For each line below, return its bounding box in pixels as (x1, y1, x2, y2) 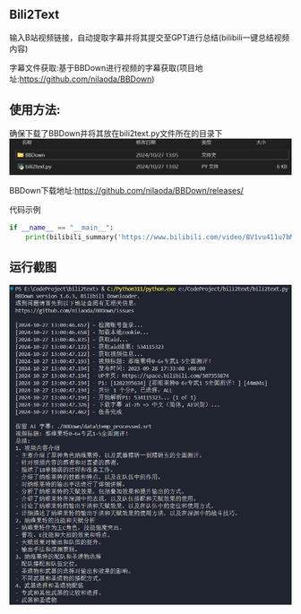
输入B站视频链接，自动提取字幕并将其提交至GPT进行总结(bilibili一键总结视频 (9, 31, 290, 43)
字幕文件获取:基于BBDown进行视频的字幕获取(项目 (9, 62, 195, 73)
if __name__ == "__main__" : (9, 223, 115, 232)
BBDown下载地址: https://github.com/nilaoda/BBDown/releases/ (9, 186, 245, 196)
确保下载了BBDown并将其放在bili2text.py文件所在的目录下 (9, 127, 223, 138)
